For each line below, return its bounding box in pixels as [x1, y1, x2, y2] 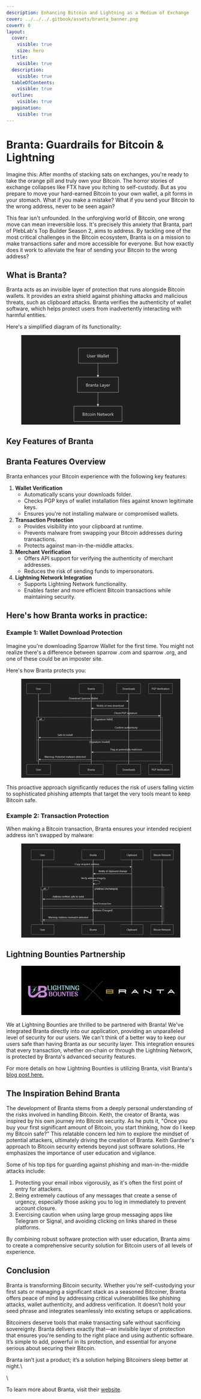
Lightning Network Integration [14, 573, 92, 581]
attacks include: [6, 1167, 46, 1175]
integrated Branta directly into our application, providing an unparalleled [6, 1027, 184, 1034]
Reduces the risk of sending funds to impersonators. [23, 567, 154, 575]
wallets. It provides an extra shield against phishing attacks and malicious [6, 292, 188, 300]
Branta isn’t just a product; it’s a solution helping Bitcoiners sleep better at [6, 1356, 188, 1363]
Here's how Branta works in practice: [6, 611, 148, 621]
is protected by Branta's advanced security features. [6, 1053, 136, 1060]
